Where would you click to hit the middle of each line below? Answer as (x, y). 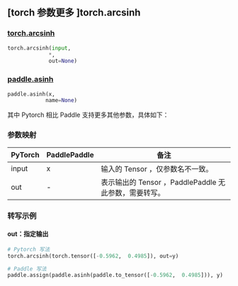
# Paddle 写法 (27, 269)
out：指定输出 (28, 234)
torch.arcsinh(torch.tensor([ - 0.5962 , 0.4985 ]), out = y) (93, 256)
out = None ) (63, 61)
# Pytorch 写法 (29, 249)
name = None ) (61, 101)
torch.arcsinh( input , (39, 48)
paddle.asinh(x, (31, 94)
